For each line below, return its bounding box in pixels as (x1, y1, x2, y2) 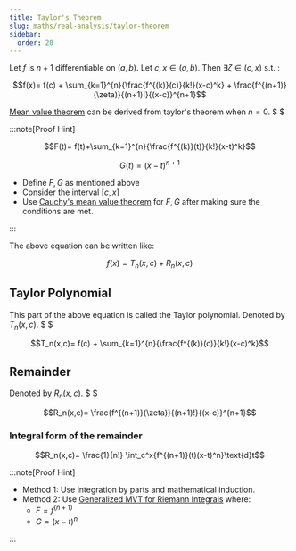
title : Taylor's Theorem (9, 13, 102, 22)
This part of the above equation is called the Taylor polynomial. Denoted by (9, 309, 285, 320)
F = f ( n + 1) (35, 504, 73, 515)
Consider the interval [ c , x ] (21, 187, 120, 197)
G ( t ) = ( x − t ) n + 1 (119, 158, 180, 171)
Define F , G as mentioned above (21, 177, 140, 188)
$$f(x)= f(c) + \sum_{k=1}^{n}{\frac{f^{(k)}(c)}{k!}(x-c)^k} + (12, 79, 233, 90)
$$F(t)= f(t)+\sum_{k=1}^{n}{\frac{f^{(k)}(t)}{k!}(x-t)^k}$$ (44, 141, 256, 152)
